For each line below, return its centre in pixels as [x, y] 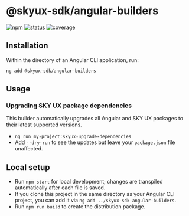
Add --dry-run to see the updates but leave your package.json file [95, 142]
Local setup [28, 167]
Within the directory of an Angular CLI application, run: [72, 60]
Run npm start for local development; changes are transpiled [89, 182]
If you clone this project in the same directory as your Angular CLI [94, 194]
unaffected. [29, 149]
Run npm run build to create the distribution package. [80, 207]
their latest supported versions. [44, 125]
